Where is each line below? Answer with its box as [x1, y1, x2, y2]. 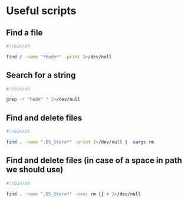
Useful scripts [6, 4, 77, 18]
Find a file [6, 28, 43, 38]
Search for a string [6, 70, 76, 80]
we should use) [6, 165, 64, 175]
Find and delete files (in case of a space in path [6, 155, 183, 166]
